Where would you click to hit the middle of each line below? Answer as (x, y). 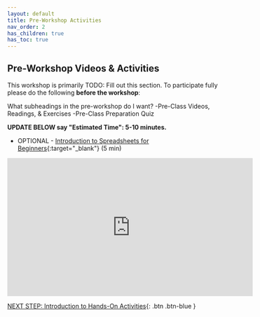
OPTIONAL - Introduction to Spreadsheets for (83, 140)
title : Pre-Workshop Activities (54, 20)
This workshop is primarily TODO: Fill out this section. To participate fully (113, 85)
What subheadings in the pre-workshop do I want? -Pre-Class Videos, (109, 106)
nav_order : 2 (26, 27)
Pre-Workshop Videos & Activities (83, 68)
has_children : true (36, 33)
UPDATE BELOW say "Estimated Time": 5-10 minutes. (87, 127)
